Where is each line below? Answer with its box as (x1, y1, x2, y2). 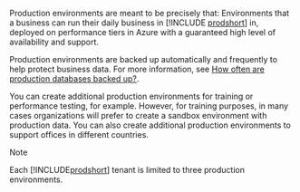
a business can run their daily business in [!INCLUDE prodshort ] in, (9, 17, 259, 28)
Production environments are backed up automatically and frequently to (9, 54, 278, 64)
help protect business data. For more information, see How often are (9, 63, 265, 74)
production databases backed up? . (9, 73, 140, 84)
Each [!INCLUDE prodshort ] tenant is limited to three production (9, 165, 245, 175)
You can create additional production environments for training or (9, 91, 254, 101)
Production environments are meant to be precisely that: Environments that (9, 8, 290, 18)
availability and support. (9, 36, 100, 47)
